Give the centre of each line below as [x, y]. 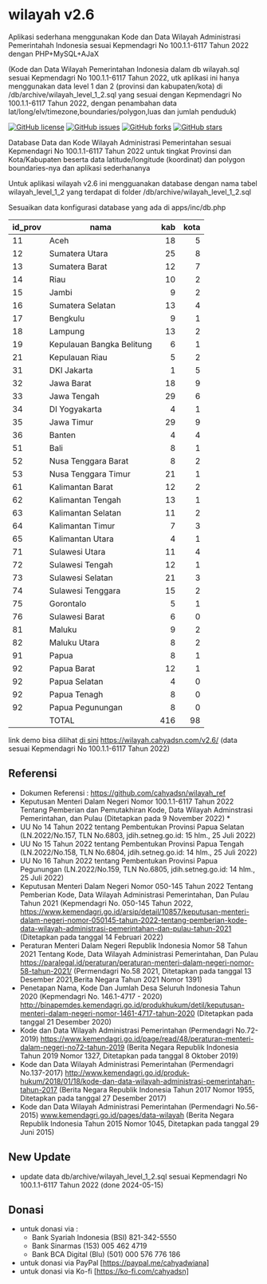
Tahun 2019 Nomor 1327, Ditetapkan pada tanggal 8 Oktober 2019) [129, 1056]
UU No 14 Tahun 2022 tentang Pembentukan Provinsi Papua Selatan [132, 827]
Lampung [67, 331]
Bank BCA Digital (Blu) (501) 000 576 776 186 [106, 1254]
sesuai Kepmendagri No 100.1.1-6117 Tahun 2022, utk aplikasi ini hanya [124, 77]
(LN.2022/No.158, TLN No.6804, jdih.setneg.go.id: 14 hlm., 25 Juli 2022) [138, 852]
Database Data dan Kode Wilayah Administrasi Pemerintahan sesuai [120, 142]
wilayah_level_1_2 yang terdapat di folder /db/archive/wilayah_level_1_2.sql [130, 192]
